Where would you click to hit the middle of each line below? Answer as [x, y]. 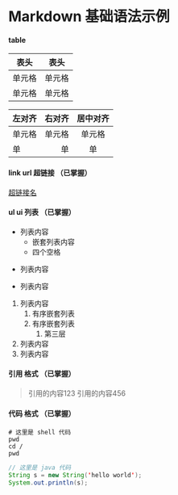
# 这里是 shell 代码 [39, 433]
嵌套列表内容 [53, 241]
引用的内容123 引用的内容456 [77, 393]
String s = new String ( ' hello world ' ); [75, 476]
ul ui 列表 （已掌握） [42, 212]
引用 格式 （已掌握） [42, 374]
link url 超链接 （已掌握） [50, 172]
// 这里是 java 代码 [39, 468]
